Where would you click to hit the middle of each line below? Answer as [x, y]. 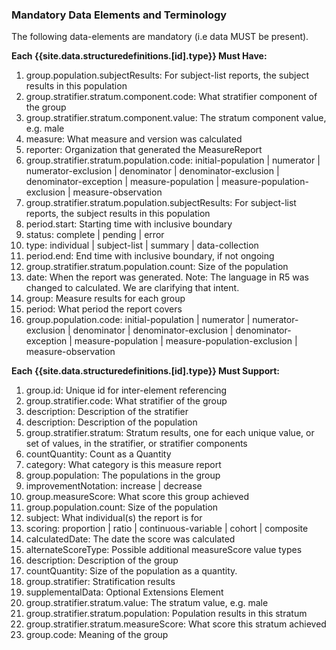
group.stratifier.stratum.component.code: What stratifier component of [171, 97]
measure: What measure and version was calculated [134, 139]
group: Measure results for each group [105, 299]
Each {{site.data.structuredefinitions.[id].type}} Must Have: [139, 56]
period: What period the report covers [104, 309]
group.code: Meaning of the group [97, 635]
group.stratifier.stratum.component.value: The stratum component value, [176, 118]
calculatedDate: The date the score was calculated [130, 539]
